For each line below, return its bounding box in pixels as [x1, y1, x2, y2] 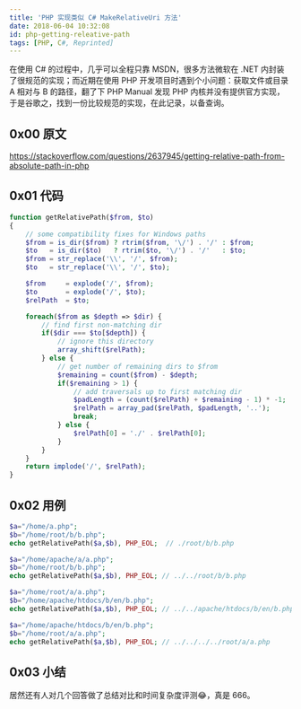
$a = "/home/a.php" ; [9, 521, 78, 530]
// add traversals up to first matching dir [73, 387, 243, 396]
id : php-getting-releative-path [9, 30, 130, 39]
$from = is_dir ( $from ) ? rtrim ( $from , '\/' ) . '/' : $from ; [25, 238, 254, 247]
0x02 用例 [9, 497, 66, 512]
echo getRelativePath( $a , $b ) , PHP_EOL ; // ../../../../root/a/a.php [9, 637, 271, 646]
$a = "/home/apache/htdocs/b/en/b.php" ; [9, 620, 154, 629]
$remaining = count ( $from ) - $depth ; [56, 370, 199, 380]
